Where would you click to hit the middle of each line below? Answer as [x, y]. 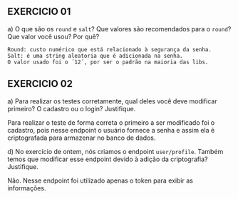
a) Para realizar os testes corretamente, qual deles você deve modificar [112, 101]
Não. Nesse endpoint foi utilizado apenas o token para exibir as [100, 180]
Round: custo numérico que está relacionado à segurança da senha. [110, 49]
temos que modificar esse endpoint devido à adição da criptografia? [108, 159]
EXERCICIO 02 [40, 84]
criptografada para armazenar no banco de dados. [82, 138]
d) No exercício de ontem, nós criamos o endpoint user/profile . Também [115, 151]
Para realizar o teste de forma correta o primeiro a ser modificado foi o [111, 122]
